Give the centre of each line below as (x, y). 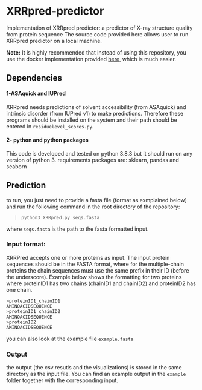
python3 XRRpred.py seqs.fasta (60, 217)
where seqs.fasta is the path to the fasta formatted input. (77, 229)
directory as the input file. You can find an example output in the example (96, 374)
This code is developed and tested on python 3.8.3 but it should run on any (99, 153)
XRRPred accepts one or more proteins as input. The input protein (88, 257)
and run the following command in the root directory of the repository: (93, 207)
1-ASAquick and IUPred (36, 93)
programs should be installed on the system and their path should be (92, 120)
